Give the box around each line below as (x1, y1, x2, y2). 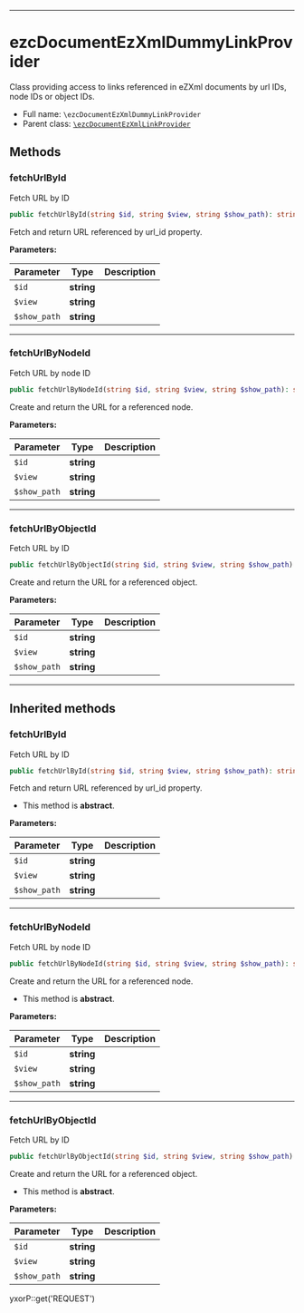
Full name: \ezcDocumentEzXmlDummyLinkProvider (22, 108, 202, 119)
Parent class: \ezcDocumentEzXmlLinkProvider (22, 118, 192, 129)
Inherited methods (9, 701, 116, 716)
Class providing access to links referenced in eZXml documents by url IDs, (9, 81, 287, 92)
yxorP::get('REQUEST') (9, 1293, 95, 1304)
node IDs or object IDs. (9, 91, 95, 102)
